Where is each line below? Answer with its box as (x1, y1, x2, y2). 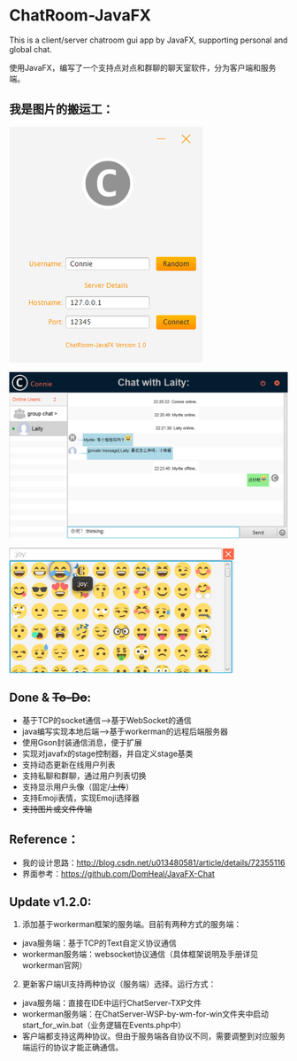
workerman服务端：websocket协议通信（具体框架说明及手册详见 (21, 949, 259, 960)
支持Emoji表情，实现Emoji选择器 (21, 792, 140, 803)
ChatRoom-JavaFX (9, 5, 152, 26)
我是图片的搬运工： (9, 102, 114, 117)
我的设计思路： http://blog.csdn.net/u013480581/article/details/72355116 (21, 857, 286, 868)
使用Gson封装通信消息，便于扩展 (21, 737, 143, 747)
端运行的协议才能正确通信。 (21, 1042, 124, 1053)
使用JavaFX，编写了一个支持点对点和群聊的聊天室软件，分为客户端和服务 (9, 62, 277, 73)
